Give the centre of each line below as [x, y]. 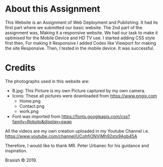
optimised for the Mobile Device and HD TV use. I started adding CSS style [80, 38]
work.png [29, 111]
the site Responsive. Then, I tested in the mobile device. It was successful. [80, 48]
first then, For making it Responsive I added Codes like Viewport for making [81, 43]
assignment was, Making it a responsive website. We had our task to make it [81, 33]
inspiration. [16, 150]
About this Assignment [53, 9]
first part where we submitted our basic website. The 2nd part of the [74, 27]
